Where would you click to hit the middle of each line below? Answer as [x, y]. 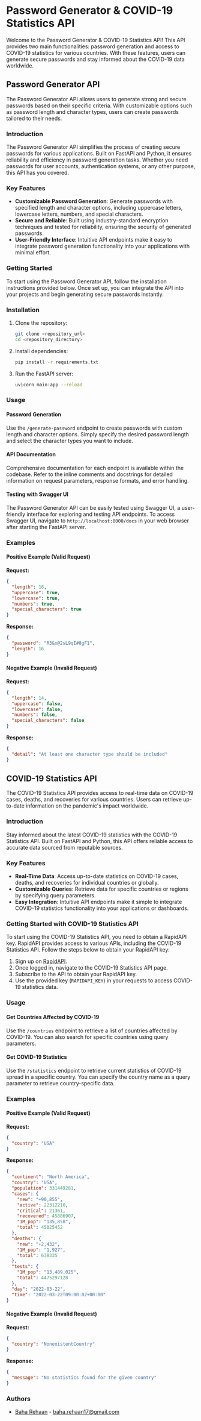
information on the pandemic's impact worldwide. [87, 806]
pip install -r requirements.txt [57, 362]
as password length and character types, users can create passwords [92, 111]
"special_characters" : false [48, 721]
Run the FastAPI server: [44, 374]
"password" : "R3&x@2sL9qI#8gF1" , [53, 643]
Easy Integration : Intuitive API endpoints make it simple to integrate [98, 902]
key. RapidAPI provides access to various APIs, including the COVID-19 [94, 943]
